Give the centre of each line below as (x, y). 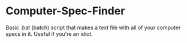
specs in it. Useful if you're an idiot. (49, 33)
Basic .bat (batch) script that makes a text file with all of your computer (93, 27)
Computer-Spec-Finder (65, 11)
